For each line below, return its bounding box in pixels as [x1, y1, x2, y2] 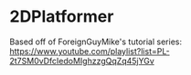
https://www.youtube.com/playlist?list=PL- [9, 45, 171, 56]
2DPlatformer [9, 6, 114, 27]
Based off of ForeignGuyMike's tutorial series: [9, 36, 183, 47]
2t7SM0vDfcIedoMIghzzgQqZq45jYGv [9, 55, 155, 66]
